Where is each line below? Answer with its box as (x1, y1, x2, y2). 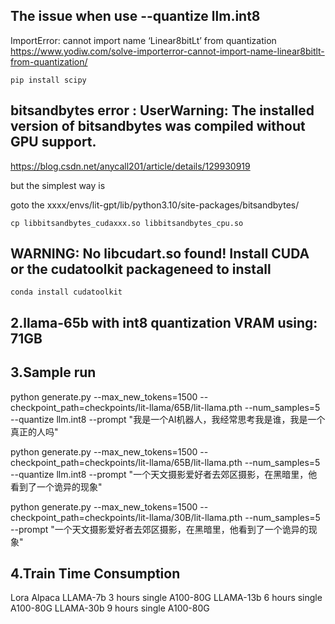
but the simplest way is (10, 179, 106, 191)
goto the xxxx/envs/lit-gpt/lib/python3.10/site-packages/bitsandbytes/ (10, 199, 300, 211)
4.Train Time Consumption (10, 565, 181, 583)
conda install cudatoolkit (10, 287, 123, 298)
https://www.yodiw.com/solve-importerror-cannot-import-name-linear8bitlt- (10, 45, 325, 57)
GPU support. (10, 134, 97, 151)
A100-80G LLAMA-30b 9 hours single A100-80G (10, 602, 210, 614)
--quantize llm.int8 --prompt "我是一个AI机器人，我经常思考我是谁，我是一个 (10, 413, 326, 425)
